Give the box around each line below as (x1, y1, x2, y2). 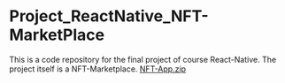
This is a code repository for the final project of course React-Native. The (9, 54, 277, 64)
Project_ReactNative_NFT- (9, 6, 210, 26)
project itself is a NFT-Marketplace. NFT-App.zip (9, 64, 187, 74)
